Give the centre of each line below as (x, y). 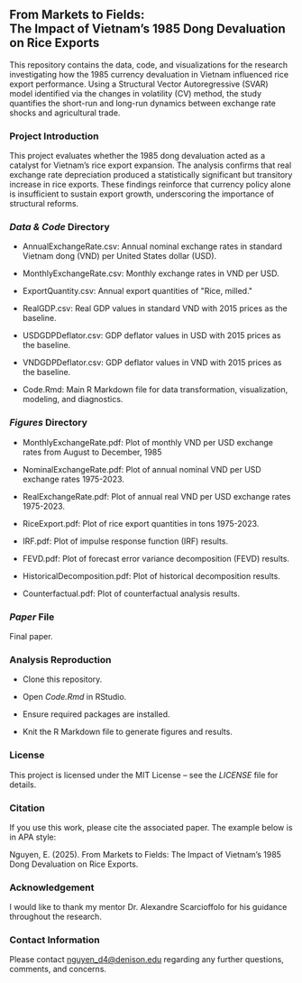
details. (23, 785)
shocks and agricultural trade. (65, 113)
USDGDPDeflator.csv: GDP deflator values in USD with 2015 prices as (151, 335)
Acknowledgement (52, 887)
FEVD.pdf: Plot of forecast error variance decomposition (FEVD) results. (156, 558)
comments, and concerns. (58, 969)
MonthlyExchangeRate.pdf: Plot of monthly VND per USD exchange (147, 442)
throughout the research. (55, 917)
